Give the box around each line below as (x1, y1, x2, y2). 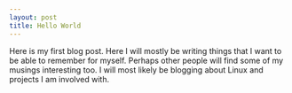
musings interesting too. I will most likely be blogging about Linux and (9, 64, 264, 75)
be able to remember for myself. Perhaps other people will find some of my (9, 55, 284, 66)
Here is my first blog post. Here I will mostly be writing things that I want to (9, 45, 282, 56)
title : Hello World (9, 21, 82, 30)
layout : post (9, 12, 58, 22)
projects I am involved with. (9, 74, 109, 84)
